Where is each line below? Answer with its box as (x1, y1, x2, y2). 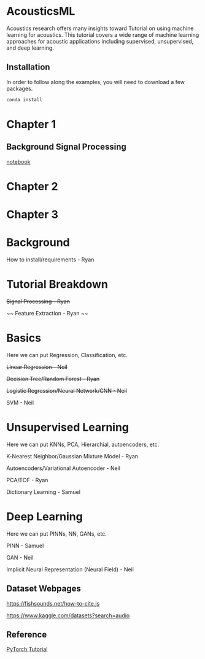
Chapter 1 (6, 117, 56, 131)
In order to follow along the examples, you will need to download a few (6, 78, 185, 85)
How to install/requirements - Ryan (6, 256, 95, 263)
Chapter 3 (6, 207, 58, 222)
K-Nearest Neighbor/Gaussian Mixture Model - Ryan (6, 452, 139, 460)
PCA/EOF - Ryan (6, 476, 48, 484)
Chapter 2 (6, 179, 58, 193)
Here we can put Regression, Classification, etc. (6, 351, 128, 358)
